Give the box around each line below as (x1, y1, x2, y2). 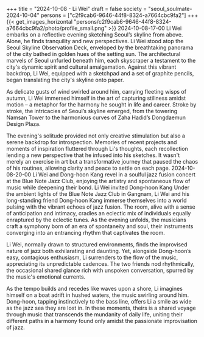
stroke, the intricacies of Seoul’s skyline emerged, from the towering (6, 108, 178, 114)
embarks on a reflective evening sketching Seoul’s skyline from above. (6, 31, 183, 38)
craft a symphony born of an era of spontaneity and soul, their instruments (6, 223, 194, 230)
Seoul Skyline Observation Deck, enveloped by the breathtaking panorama (6, 44, 194, 51)
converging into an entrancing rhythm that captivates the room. (6, 229, 166, 236)
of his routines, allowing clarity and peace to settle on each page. (6, 164, 171, 172)
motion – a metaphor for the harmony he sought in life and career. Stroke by (6, 101, 197, 108)
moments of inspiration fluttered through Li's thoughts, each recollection (6, 145, 189, 152)
